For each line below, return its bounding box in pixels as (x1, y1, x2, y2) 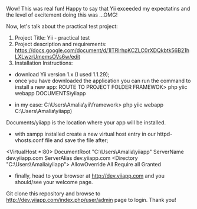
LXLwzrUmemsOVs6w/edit (14, 53, 81, 60)
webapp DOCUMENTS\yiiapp (14, 90, 86, 97)
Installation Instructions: (14, 59, 73, 66)
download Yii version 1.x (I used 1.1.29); (14, 71, 110, 78)
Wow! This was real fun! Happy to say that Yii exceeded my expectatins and (6, 5, 191, 12)
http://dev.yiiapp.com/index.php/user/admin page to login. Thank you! (6, 197, 176, 203)
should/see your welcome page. (14, 179, 93, 185)
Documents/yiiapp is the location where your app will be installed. (6, 119, 166, 126)
